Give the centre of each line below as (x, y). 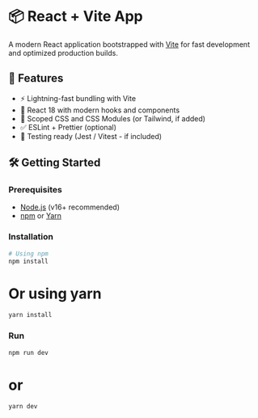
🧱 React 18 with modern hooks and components (100, 110)
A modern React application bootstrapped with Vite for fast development (129, 44)
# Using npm (28, 253)
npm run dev (28, 353)
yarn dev (23, 407)
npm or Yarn (41, 216)
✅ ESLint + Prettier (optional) (68, 127)
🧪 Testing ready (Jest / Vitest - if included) (91, 136)
